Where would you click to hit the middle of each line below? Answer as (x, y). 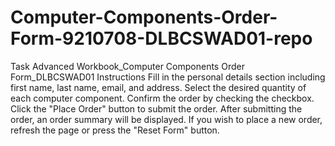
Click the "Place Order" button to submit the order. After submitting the (156, 108)
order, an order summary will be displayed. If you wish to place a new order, (166, 119)
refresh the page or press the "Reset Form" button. (115, 130)
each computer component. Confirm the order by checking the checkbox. (162, 98)
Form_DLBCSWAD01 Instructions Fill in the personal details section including (168, 77)
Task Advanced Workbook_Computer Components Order (127, 66)
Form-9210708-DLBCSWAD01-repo (161, 38)
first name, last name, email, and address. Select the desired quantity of (158, 87)
